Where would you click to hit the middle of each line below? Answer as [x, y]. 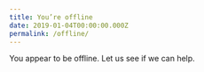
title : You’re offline [51, 17]
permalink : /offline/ [49, 33]
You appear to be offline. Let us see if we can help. [102, 59]
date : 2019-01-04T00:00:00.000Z [69, 25]
